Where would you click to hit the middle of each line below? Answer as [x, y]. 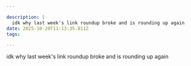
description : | [26, 17]
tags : [13, 34]
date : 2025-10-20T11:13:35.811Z [47, 28]
